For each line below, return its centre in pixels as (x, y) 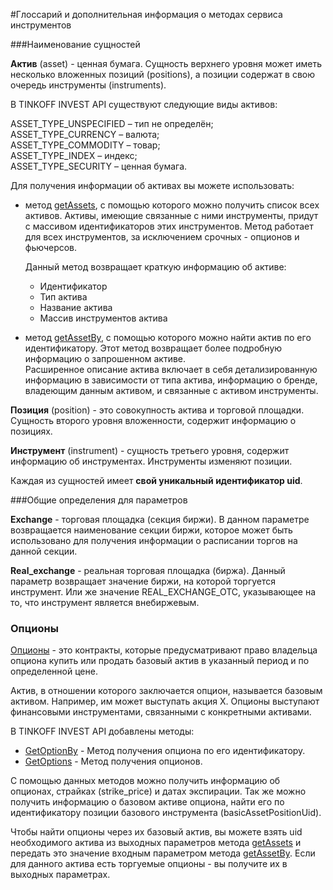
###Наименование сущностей (75, 44)
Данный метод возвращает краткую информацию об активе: (155, 267)
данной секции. (44, 551)
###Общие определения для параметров (99, 500)
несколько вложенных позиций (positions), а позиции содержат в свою (163, 74)
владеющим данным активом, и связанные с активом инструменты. (171, 390)
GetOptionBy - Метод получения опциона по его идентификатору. (165, 751)
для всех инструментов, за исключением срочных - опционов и (162, 237)
